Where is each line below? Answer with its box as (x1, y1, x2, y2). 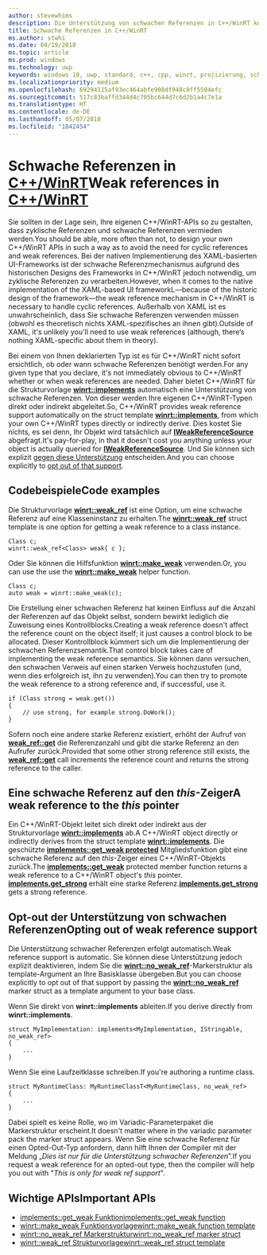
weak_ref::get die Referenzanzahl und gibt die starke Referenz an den (8, 738, 240, 747)
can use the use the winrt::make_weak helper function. (8, 567, 191, 576)
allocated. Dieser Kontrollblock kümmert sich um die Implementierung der (8, 637, 250, 646)
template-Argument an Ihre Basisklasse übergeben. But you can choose (8, 969, 242, 979)
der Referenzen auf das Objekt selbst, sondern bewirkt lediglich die (8, 611, 229, 621)
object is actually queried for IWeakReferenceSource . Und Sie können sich (8, 443, 256, 454)
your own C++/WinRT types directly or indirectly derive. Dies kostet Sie (8, 419, 242, 428)
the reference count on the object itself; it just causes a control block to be (8, 628, 253, 637)
